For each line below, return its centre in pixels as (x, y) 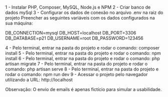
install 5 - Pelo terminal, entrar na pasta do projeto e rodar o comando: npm (83, 53)
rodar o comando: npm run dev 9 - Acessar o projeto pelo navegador (76, 74)
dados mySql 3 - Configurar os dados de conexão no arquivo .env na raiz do (84, 12)
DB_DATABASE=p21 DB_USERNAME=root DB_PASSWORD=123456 (74, 38)
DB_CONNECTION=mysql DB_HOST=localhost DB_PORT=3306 (71, 33)
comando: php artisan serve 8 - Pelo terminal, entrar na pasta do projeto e (82, 69)
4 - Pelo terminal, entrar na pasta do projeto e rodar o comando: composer (82, 48)
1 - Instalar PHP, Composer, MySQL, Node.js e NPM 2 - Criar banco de (78, 7)
